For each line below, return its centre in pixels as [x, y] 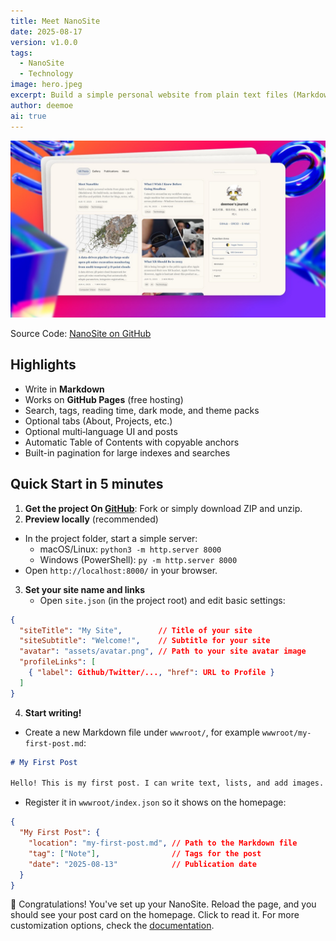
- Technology [46, 74]
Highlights [43, 365]
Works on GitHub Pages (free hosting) [104, 399]
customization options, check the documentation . [112, 926]
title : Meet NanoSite [55, 21]
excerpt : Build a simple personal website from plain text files [149, 95]
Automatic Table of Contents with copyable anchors [132, 442]
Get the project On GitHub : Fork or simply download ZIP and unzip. [163, 508]
